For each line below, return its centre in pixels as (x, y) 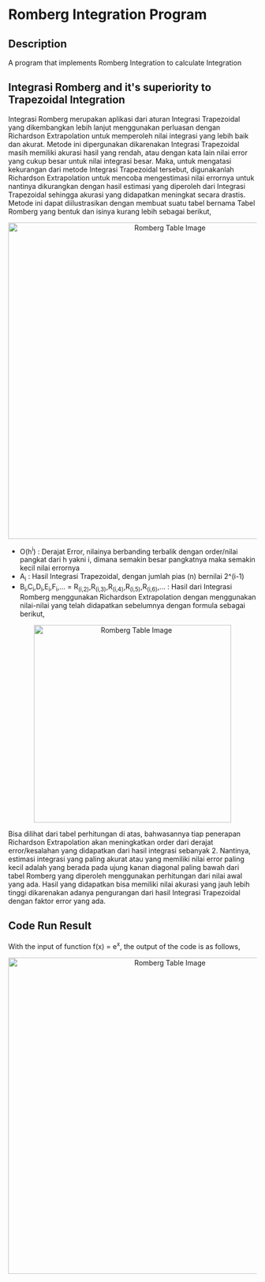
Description (37, 44)
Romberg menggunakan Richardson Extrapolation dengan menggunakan (138, 597)
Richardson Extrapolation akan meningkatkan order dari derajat (111, 842)
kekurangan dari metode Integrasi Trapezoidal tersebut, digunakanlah (121, 169)
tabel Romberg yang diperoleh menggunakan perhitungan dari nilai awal (125, 876)
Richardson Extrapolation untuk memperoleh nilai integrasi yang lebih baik (129, 135)
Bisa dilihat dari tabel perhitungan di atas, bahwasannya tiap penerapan (125, 834)
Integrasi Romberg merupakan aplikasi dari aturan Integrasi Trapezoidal (124, 119)
